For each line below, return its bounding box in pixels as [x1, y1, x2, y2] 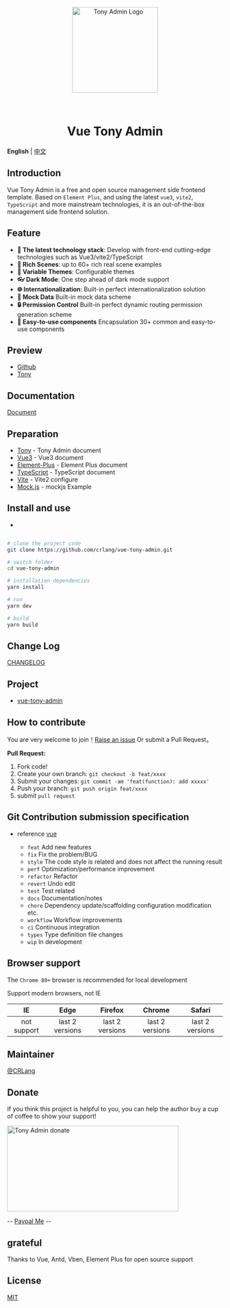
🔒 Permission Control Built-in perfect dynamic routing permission [16, 300, 203, 308]
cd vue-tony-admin [7, 565, 60, 572]
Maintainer [7, 1049, 55, 1061]
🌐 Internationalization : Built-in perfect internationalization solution [16, 284, 206, 293]
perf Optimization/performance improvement [27, 864, 155, 873]
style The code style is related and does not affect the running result [27, 857, 222, 866]
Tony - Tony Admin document [16, 446, 101, 455]
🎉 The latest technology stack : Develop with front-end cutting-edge [16, 245, 211, 254]
